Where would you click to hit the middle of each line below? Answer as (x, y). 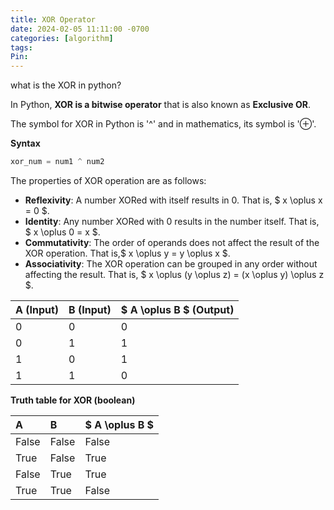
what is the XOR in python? (66, 85)
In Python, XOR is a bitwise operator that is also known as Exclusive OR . (161, 105)
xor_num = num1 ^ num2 (57, 162)
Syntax (25, 143)
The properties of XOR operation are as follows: (108, 180)
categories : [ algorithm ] (62, 38)
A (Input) (37, 309)
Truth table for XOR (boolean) (73, 400)
